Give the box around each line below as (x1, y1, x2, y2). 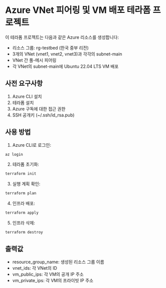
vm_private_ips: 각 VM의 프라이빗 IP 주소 (12, 277, 94, 283)
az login (5, 152, 23, 157)
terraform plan (5, 191, 37, 196)
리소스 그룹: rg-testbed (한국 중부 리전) (12, 45, 89, 51)
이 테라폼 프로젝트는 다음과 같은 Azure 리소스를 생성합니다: (5, 34, 119, 40)
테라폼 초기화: (12, 162, 40, 168)
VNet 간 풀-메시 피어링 (12, 57, 57, 63)
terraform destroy (5, 230, 43, 235)
